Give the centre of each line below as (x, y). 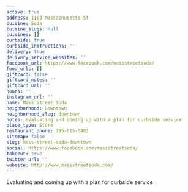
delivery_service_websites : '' (46, 57)
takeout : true (24, 154)
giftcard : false (27, 74)
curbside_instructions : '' (41, 46)
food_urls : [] (24, 69)
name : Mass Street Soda (37, 102)
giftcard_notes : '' (31, 80)
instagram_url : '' (30, 97)
